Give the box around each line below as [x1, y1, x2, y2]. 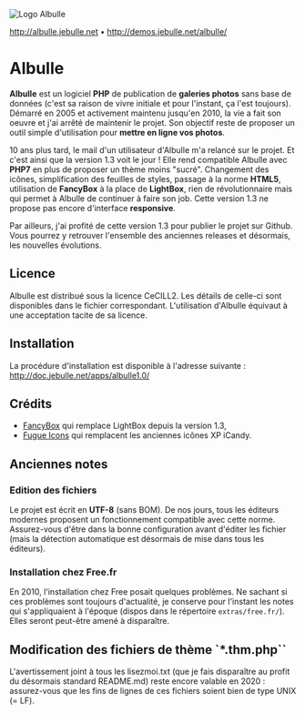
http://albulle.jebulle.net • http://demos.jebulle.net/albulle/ [9, 26, 228, 36]
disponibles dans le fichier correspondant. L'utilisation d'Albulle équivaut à [9, 300, 289, 311]
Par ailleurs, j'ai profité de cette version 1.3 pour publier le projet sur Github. [9, 219, 293, 231]
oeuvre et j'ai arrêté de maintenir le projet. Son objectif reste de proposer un [9, 117, 296, 127]
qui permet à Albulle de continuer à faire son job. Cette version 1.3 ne [9, 192, 269, 204]
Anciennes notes [9, 456, 108, 472]
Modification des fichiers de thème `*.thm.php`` [9, 642, 287, 658]
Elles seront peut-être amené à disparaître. [9, 616, 170, 627]
